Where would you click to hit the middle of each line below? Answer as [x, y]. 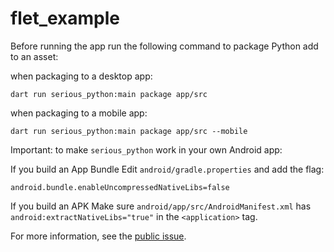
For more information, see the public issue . [98, 236]
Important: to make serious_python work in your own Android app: [146, 149]
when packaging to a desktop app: [81, 76]
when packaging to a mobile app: [79, 113]
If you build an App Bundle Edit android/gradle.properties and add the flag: [167, 169]
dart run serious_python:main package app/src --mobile [129, 131]
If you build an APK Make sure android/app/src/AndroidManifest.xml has [161, 206]
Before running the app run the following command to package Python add [164, 46]
